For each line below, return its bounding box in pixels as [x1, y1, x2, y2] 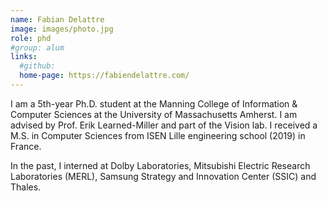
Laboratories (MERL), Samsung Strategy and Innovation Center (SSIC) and [10, 170, 317, 182]
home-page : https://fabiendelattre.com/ [19, 71, 190, 81]
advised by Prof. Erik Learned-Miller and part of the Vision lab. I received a [10, 119, 318, 131]
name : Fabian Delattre [10, 14, 105, 25]
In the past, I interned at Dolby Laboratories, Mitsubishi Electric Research [10, 159, 311, 171]
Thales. [10, 181, 42, 193]
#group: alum [10, 42, 65, 53]
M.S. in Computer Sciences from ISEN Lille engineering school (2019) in [10, 129, 306, 141]
